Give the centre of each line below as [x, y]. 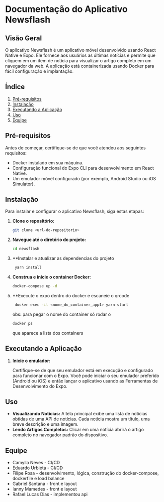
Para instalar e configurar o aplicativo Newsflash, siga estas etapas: [75, 211]
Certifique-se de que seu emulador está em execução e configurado [82, 370]
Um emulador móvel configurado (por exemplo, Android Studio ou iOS [84, 178]
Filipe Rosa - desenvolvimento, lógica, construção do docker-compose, [85, 473]
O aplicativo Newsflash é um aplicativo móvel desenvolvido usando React [81, 50]
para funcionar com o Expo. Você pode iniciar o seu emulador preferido [86, 376]
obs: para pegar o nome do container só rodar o [61, 314]
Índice [15, 87]
